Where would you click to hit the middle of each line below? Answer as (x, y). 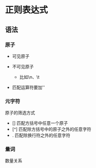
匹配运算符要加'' (29, 87)
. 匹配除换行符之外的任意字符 (41, 135)
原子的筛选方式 (20, 113)
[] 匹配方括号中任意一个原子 (40, 123)
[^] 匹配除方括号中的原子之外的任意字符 (52, 129)
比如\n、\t (29, 77)
